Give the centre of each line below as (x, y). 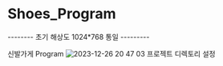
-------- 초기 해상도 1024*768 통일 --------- (79, 37)
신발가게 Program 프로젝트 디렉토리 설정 (111, 53)
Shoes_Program (62, 14)
